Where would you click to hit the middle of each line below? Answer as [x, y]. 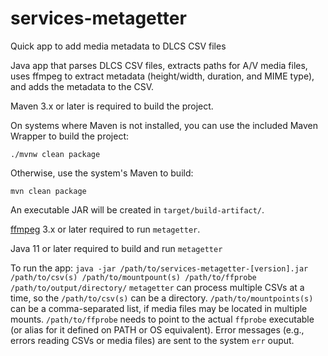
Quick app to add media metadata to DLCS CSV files [118, 46]
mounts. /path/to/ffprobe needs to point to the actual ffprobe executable [162, 319]
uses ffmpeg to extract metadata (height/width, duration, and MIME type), [162, 76]
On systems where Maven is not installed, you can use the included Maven [164, 125]
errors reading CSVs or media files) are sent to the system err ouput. [152, 340]
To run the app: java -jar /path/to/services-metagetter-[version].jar [159, 268]
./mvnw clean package [55, 154]
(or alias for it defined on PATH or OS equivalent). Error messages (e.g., [157, 329]
